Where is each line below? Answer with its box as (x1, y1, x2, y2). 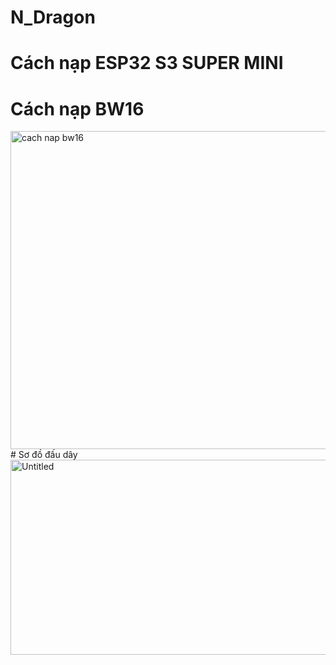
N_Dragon (10, 6, 96, 29)
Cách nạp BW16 (10, 97, 145, 120)
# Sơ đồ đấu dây (10, 449, 78, 461)
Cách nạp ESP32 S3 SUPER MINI (10, 52, 284, 75)
